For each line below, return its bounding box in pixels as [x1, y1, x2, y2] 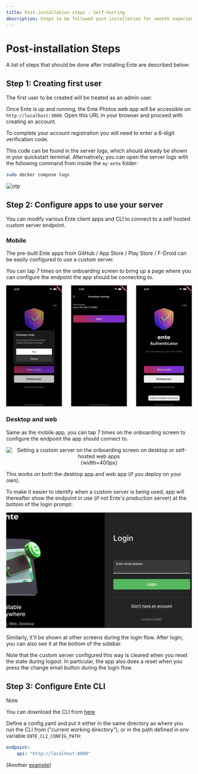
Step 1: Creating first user [6, 78, 102, 88]
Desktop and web [6, 415, 57, 424]
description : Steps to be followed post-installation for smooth [6, 15, 170, 22]
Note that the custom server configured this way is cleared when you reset [6, 652, 188, 659]
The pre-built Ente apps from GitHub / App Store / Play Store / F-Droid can [6, 250, 187, 257]
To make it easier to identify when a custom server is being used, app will [6, 488, 184, 495]
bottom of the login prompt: [6, 500, 73, 507]
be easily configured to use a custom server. [6, 256, 114, 263]
